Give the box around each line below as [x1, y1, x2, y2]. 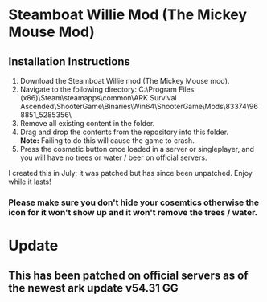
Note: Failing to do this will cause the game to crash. [19, 136, 195, 145]
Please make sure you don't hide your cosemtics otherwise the [8, 197, 260, 208]
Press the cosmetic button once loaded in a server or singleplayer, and [19, 145, 255, 153]
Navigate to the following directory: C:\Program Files [19, 84, 195, 94]
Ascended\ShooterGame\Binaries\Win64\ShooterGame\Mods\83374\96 [19, 102, 259, 111]
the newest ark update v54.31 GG [8, 281, 179, 295]
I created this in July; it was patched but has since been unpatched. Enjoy [8, 169, 253, 178]
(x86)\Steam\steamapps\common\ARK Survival [19, 93, 177, 102]
